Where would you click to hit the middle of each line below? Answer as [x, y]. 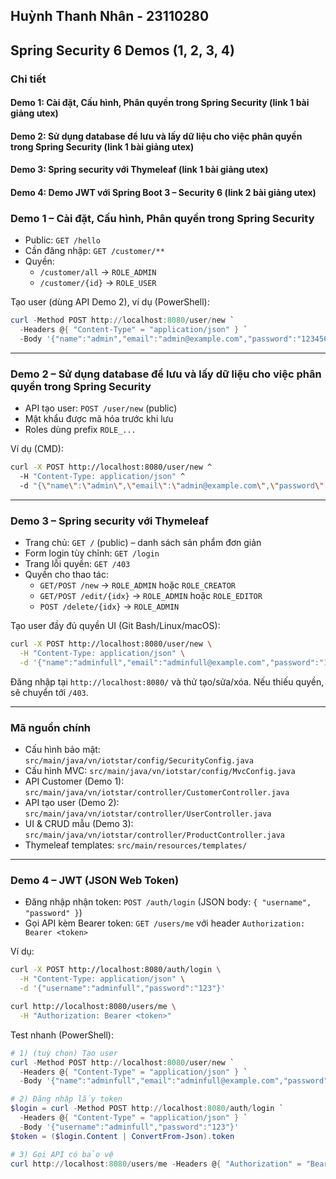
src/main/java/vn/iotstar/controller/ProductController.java [155, 835]
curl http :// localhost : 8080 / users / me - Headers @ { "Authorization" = [156, 1164]
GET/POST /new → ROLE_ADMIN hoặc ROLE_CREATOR [137, 585]
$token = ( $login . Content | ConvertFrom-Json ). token [122, 1136]
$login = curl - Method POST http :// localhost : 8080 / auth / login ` [147, 1109]
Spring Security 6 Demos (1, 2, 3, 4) [122, 50]
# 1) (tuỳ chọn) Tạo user [64, 1053]
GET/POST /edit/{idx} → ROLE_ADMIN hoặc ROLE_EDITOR [151, 596]
